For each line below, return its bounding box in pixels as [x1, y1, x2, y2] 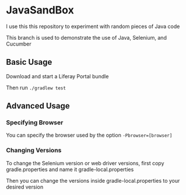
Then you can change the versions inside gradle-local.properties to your [6, 177, 180, 184]
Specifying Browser [6, 119, 64, 127]
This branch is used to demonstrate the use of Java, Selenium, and [6, 34, 167, 41]
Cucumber [6, 40, 32, 47]
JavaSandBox [6, 4, 74, 17]
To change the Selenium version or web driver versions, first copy [6, 159, 164, 166]
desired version [6, 183, 44, 190]
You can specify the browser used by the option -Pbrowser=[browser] [6, 132, 173, 139]
